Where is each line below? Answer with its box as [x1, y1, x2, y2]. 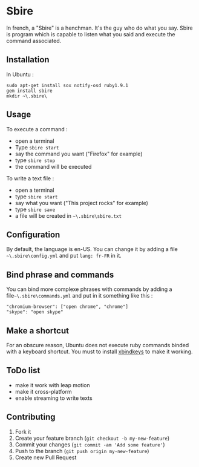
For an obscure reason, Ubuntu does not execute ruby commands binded [6, 342, 189, 348]
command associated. [6, 37, 62, 44]
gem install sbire [6, 88, 53, 94]
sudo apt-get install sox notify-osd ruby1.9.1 [6, 82, 129, 88]
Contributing [6, 412, 56, 422]
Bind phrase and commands [6, 269, 114, 279]
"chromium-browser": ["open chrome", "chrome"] [6, 304, 129, 310]
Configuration [6, 229, 60, 240]
